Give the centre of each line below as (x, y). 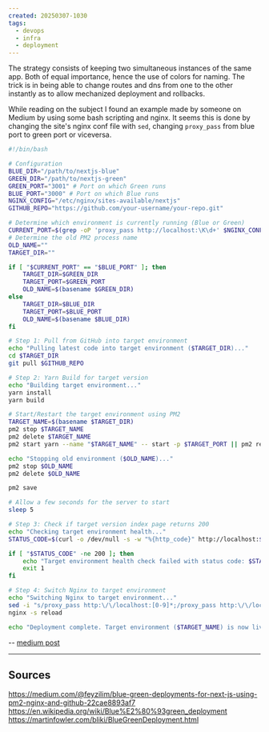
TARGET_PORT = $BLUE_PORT (62, 312)
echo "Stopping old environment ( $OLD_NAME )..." (91, 458)
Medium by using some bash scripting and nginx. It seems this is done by (129, 118)
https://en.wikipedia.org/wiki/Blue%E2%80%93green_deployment (118, 711)
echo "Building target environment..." (75, 385)
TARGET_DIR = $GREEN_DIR (60, 274)
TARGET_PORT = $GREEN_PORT (64, 282)
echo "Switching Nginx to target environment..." (93, 598)
